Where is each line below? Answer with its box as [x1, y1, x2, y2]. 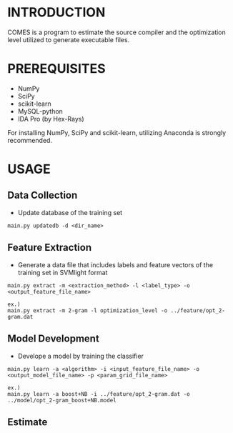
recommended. [7, 136, 52, 144]
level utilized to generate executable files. [7, 35, 130, 44]
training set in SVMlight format [17, 268, 108, 277]
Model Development [7, 333, 100, 345]
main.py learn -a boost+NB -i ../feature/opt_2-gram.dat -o [7, 390, 191, 397]
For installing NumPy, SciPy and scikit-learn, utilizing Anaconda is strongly [7, 128, 227, 136]
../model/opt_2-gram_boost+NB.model [7, 397, 116, 404]
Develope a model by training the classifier [17, 352, 144, 360]
